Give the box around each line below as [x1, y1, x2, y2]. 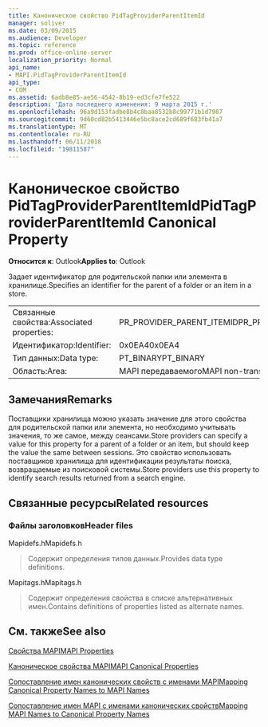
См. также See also [8, 625, 106, 639]
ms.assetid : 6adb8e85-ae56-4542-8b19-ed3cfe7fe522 [8, 93, 180, 101]
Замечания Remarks [8, 392, 113, 407]
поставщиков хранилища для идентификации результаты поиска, [8, 456, 232, 466]
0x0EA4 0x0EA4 [118, 340, 179, 351]
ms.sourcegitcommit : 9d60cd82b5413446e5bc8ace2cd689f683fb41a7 [8, 116, 223, 124]
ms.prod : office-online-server [8, 49, 112, 57]
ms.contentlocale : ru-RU [8, 130, 91, 138]
